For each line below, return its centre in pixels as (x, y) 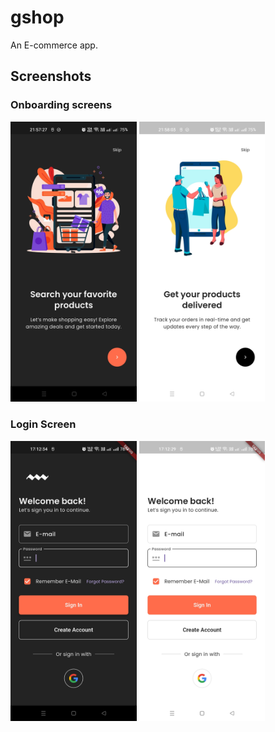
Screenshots (51, 76)
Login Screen (43, 424)
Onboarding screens (61, 105)
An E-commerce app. (54, 45)
